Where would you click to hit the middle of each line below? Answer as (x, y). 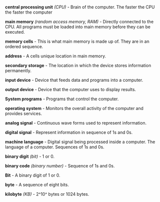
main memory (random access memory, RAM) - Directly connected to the (80, 22)
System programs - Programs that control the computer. (62, 99)
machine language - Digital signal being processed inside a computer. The (80, 142)
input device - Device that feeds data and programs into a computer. (74, 80)
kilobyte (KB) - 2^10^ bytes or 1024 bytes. (47, 194)
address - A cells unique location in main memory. (55, 56)
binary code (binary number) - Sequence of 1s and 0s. (60, 166)
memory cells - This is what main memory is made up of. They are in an (77, 41)
